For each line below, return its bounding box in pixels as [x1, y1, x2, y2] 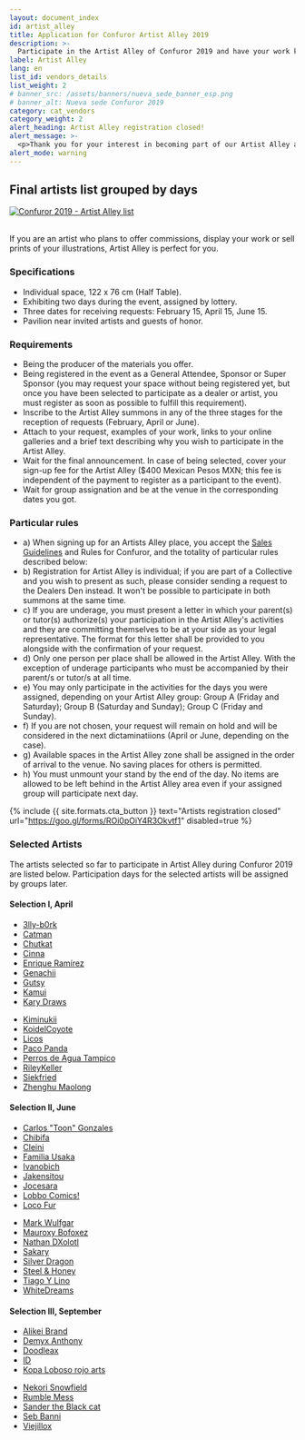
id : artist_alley [9, 22, 75, 31]
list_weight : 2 [9, 81, 67, 90]
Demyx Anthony [22, 1336, 84, 1346]
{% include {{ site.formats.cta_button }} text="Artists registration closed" [9, 806, 281, 817]
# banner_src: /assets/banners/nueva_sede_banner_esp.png [9, 89, 233, 98]
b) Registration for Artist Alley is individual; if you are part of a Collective [22, 566, 293, 577]
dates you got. [22, 494, 77, 505]
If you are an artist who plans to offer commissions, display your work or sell [9, 233, 295, 244]
